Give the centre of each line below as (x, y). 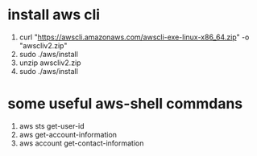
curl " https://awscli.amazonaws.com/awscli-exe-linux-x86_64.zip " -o (134, 37)
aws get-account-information (68, 134)
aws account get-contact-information (81, 143)
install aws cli (54, 15)
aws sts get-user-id (52, 125)
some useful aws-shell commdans (125, 104)
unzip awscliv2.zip (50, 63)
